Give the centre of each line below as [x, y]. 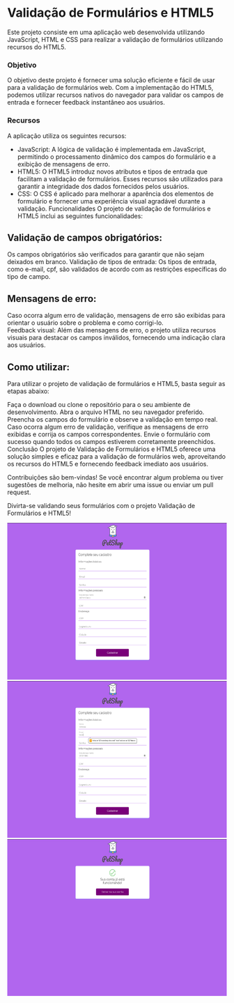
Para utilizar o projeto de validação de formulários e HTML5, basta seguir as [116, 383]
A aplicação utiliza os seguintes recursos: [67, 136]
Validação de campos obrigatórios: [85, 237]
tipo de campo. [29, 277]
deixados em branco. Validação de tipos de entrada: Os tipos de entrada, [112, 262]
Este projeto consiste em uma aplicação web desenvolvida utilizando [106, 32]
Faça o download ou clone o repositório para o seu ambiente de [99, 404]
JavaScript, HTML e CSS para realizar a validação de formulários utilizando [115, 39]
